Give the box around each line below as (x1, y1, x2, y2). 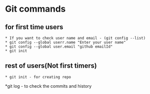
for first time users (5, 23, 64, 31)
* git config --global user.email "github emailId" (5, 44, 113, 49)
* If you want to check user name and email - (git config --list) (5, 36, 146, 40)
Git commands (5, 3, 66, 15)
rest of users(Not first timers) (5, 62, 97, 70)
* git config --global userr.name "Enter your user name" (5, 40, 126, 45)
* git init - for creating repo (5, 75, 71, 79)
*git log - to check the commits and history (5, 83, 92, 89)
